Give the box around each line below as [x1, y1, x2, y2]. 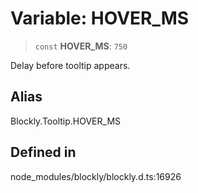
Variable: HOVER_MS [10, 7, 190, 30]
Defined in [10, 144, 77, 161]
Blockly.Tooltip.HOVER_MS [10, 115, 122, 127]
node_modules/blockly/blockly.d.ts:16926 [10, 170, 182, 182]
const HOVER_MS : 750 [34, 40, 128, 52]
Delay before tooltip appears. [10, 59, 131, 71]
